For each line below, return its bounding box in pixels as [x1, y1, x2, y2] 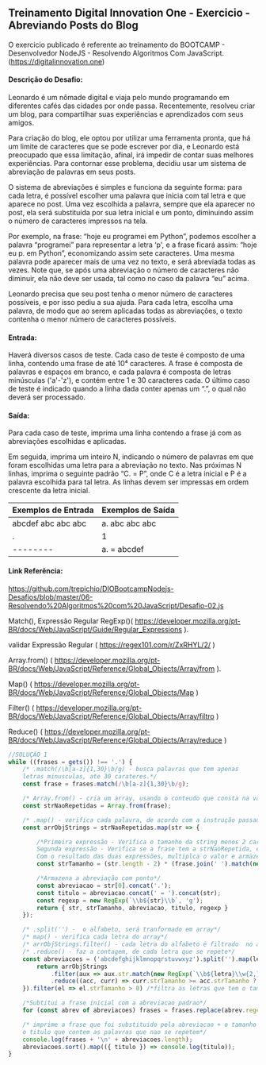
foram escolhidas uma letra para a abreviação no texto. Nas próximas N [8, 461, 242, 470]
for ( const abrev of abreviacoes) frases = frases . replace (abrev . [22, 1006, 246, 1014]
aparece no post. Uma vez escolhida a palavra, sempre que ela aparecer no [8, 199, 256, 209]
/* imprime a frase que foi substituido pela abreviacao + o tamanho [22, 1021, 257, 1028]
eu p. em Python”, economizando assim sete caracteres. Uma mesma [8, 249, 235, 258]
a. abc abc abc [101, 518, 157, 529]
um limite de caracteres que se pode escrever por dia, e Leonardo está [8, 142, 240, 152]
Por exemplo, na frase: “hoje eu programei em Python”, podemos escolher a [8, 232, 256, 241]
